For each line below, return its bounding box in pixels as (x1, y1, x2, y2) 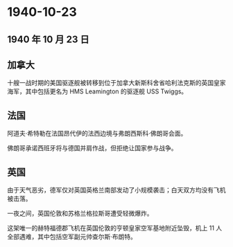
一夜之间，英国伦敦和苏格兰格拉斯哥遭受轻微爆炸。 (7, 209, 153, 218)
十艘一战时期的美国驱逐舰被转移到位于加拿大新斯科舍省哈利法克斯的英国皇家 (7, 79, 226, 87)
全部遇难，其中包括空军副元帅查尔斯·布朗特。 (7, 232, 137, 241)
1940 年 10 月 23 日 (7, 33, 89, 45)
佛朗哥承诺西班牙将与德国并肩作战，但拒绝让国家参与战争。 (7, 144, 178, 152)
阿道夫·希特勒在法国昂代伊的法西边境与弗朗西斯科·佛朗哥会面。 (7, 129, 187, 138)
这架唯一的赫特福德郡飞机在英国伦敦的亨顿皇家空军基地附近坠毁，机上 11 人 (7, 224, 223, 232)
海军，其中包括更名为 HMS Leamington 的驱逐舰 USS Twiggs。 (7, 87, 188, 95)
